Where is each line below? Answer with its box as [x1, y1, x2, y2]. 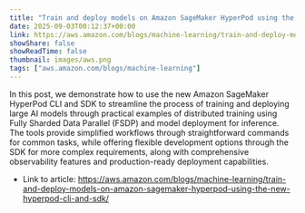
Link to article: [22, 173, 76, 184]
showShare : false [9, 38, 75, 48]
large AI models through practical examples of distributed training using [9, 108, 278, 119]
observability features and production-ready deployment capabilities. [9, 156, 270, 167]
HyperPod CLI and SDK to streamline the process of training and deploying [9, 98, 290, 109]
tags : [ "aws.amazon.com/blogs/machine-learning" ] [9, 64, 202, 73]
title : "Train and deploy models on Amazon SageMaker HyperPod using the [9, 13, 295, 23]
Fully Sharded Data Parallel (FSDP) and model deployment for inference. [9, 117, 280, 128]
